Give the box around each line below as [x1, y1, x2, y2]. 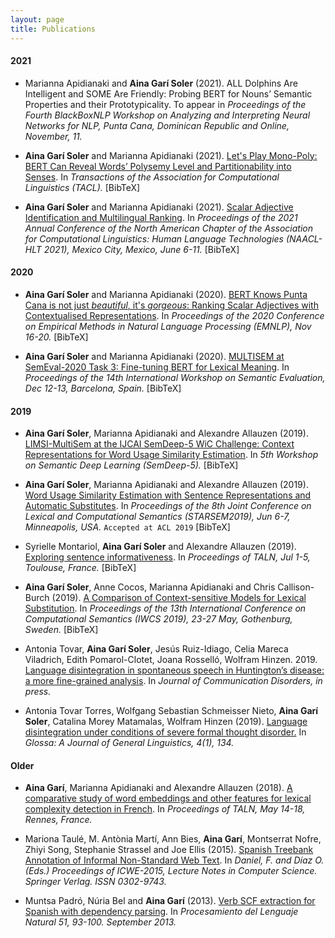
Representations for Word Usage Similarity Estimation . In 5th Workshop [24, 449, 319, 461]
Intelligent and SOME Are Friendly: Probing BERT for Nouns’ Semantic [24, 87, 313, 100]
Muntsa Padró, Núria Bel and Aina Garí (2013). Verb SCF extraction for [24, 895, 316, 907]
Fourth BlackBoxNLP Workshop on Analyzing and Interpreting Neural [24, 109, 311, 121]
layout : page [10, 14, 65, 25]
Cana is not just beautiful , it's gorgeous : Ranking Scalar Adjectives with [24, 299, 319, 311]
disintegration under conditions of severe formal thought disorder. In [24, 726, 307, 738]
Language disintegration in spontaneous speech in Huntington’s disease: [24, 664, 325, 676]
